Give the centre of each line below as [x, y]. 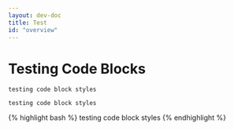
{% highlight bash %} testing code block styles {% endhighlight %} [117, 117]
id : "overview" [33, 30]
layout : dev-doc [35, 15]
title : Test [28, 23]
